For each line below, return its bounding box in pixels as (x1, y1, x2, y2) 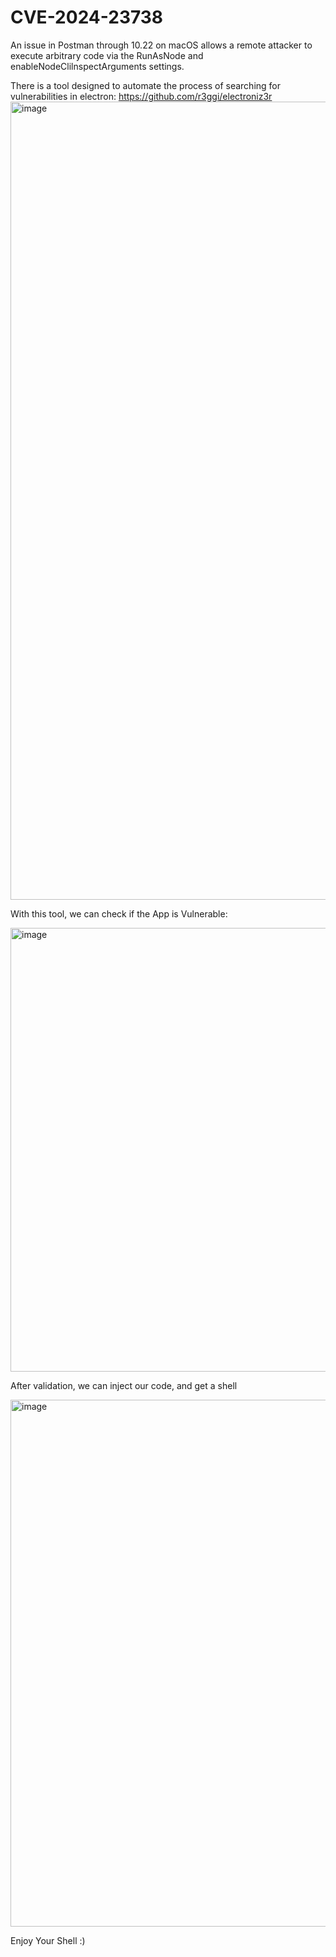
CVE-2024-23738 (10, 6, 164, 29)
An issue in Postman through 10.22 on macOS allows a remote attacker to (10, 39, 313, 51)
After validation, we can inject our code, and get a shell (10, 1379, 238, 1391)
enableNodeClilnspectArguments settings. (10, 60, 185, 72)
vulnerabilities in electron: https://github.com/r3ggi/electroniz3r (10, 90, 273, 102)
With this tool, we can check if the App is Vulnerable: (10, 907, 228, 920)
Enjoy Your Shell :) (10, 1934, 86, 1946)
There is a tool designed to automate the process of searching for (10, 79, 281, 91)
